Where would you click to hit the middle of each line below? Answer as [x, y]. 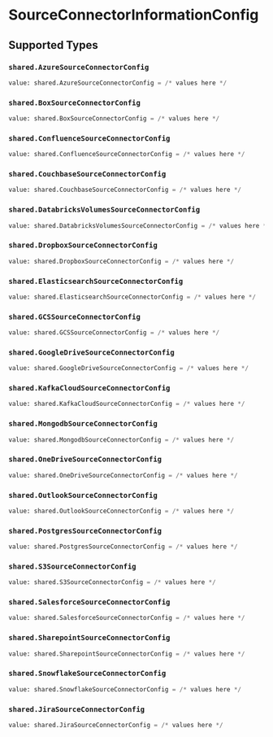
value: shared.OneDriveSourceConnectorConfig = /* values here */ [123, 475]
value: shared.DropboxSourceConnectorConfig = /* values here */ [121, 261]
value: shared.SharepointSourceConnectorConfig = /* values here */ [127, 654]
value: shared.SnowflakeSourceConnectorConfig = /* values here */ [125, 689]
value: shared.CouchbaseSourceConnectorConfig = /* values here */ [125, 190]
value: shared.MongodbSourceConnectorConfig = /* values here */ [121, 440]
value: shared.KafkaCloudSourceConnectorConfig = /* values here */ [127, 404]
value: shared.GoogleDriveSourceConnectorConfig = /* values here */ [129, 368]
